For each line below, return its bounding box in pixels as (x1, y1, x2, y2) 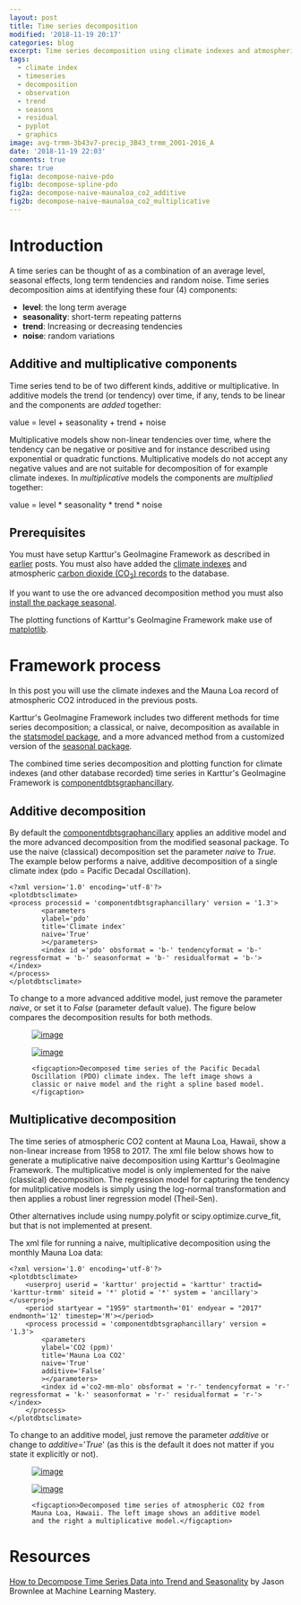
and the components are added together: (9, 399, 161, 410)
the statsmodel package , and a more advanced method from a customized (9, 731, 285, 742)
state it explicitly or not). (9, 1448, 99, 1459)
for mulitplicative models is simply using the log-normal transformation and (9, 1183, 287, 1195)
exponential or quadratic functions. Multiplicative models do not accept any (9, 453, 288, 463)
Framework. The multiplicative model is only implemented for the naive (9, 1164, 271, 1175)
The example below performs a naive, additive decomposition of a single (9, 855, 278, 867)
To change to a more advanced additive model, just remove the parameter (9, 992, 283, 1003)
